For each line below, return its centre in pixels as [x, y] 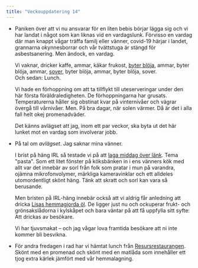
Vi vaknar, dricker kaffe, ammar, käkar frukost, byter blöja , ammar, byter [102, 65]
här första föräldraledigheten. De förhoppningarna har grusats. [91, 95]
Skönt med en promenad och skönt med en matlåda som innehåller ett [100, 252]
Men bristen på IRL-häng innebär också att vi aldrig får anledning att [98, 198]
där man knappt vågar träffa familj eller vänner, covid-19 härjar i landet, [101, 41]
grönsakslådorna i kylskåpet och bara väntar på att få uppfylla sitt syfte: [102, 210]
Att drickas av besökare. [44, 217]
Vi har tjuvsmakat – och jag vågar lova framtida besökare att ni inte [96, 228]
